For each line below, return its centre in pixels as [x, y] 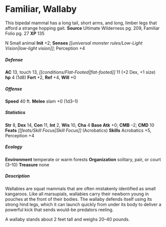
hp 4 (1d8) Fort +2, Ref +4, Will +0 [41, 77]
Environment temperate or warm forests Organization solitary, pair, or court [83, 159]
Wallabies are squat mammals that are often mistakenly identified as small [81, 188]
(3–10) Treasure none [27, 165]
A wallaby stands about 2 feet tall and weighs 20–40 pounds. [67, 219]
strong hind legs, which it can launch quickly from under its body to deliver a [83, 204]
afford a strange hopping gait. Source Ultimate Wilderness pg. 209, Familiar [83, 28]
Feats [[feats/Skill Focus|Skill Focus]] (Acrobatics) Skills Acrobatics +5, [78, 130]
